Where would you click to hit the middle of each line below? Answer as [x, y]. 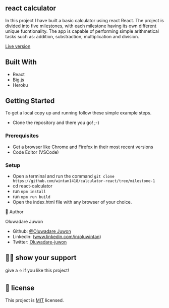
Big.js [18, 80]
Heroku [20, 85]
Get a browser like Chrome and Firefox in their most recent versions [83, 147]
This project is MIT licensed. [35, 300]
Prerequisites [22, 136]
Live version [18, 46]
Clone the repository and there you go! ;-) [56, 122]
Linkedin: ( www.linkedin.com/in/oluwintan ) [57, 237]
